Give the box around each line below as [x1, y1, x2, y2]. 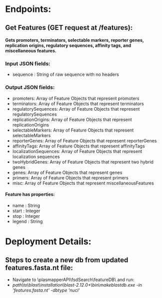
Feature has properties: [5, 191, 55, 197]
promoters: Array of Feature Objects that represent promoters [12, 95, 140, 101]
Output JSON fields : [5, 84, 55, 91]
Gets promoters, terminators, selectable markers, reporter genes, [5, 37, 144, 43]
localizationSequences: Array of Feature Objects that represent [12, 148, 143, 154]
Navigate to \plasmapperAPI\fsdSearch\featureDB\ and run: [12, 277, 135, 283]
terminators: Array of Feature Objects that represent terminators [12, 101, 144, 107]
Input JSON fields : [5, 60, 51, 67]
